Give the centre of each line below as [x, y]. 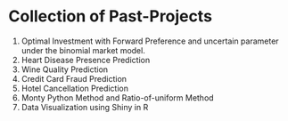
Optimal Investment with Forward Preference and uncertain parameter [150, 41]
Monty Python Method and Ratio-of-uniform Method [118, 97]
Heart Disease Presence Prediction [86, 60]
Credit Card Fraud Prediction [74, 78]
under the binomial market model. [83, 50]
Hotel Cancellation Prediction [75, 88]
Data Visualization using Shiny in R [85, 107]
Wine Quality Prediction [65, 69]
